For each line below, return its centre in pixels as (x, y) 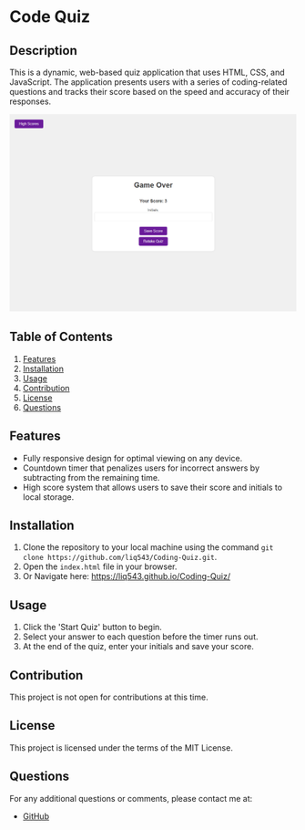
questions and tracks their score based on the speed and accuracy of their (149, 92)
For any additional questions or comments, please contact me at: (131, 798)
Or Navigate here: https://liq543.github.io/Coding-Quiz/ (126, 576)
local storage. (48, 497)
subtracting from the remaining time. (91, 477)
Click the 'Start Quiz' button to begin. (92, 628)
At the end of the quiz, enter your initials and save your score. (138, 647)
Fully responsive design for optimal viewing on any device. (132, 458)
